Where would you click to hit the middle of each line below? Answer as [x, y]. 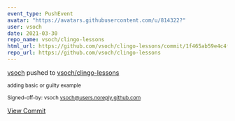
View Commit [27, 111]
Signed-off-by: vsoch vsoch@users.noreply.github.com [74, 98]
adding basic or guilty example [44, 85]
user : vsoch [24, 27]
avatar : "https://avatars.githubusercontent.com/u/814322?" [97, 20]
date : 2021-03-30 [33, 33]
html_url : [22, 46]
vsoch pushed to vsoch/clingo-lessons [63, 72]
